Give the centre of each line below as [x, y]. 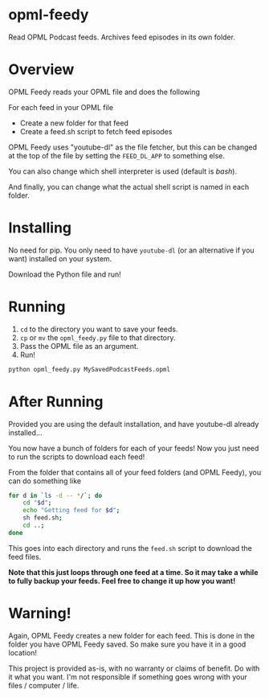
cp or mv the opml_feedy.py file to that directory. [98, 337]
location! [23, 652]
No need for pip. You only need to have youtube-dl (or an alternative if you [131, 250]
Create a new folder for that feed [74, 123]
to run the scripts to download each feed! [77, 457]
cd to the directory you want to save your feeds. [99, 329]
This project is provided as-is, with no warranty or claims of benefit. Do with [134, 668]
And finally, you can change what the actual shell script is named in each [129, 187]
